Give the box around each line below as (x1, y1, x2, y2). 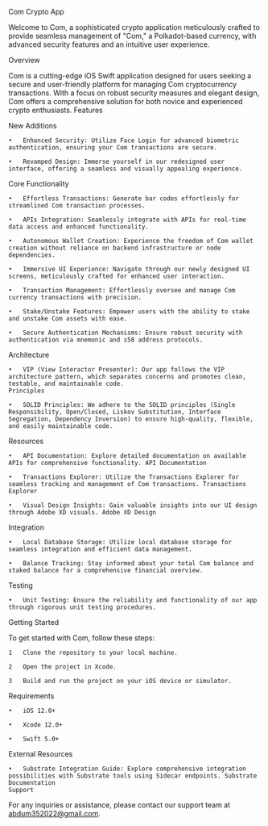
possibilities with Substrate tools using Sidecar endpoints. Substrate (8, 772, 258, 780)
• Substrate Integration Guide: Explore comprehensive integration (8, 765, 247, 773)
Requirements (8, 691, 55, 701)
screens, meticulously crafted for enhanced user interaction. (8, 272, 225, 280)
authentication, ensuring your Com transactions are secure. (8, 144, 218, 152)
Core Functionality (8, 179, 70, 188)
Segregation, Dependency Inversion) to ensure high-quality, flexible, (8, 415, 254, 423)
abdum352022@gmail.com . (8, 809, 101, 818)
